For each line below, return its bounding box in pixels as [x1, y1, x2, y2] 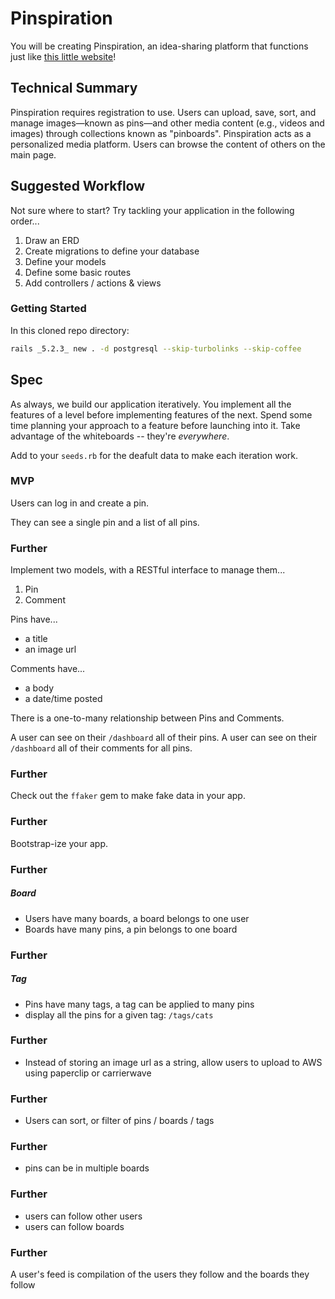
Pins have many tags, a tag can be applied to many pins [24, 998, 255, 1010]
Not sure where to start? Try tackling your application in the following [10, 204, 295, 216]
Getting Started [10, 302, 87, 316]
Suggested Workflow [10, 178, 146, 195]
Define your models [24, 255, 107, 267]
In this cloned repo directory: [10, 324, 130, 336]
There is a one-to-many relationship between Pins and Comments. [10, 712, 285, 724]
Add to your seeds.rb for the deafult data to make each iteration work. [10, 449, 298, 461]
